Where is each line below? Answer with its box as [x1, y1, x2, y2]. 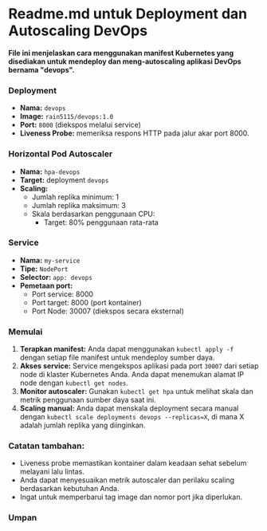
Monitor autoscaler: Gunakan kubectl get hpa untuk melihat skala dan [19, 387, 253, 396]
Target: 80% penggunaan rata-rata [43, 217, 159, 227]
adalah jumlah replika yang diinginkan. [19, 420, 146, 431]
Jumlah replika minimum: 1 [31, 192, 120, 202]
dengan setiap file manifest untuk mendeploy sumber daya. [19, 352, 215, 363]
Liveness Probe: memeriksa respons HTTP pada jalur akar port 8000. [19, 128, 249, 138]
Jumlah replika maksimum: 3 [31, 200, 126, 210]
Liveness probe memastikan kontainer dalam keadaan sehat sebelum [19, 458, 247, 468]
